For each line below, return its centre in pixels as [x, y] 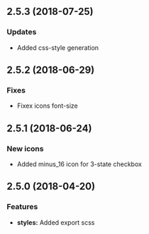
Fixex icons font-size [48, 106]
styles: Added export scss [56, 222]
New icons [25, 148]
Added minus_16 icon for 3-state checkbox [79, 164]
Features [22, 207]
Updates [22, 32]
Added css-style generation [58, 47]
